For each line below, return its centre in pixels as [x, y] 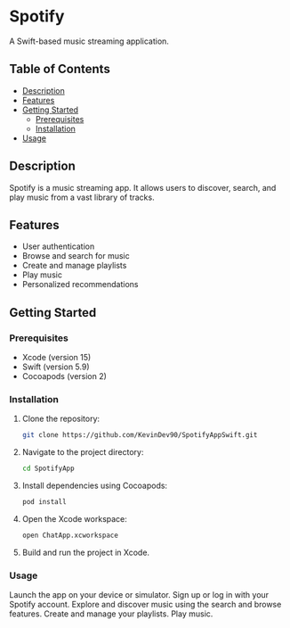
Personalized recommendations [81, 285]
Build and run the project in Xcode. [85, 552]
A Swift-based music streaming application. [89, 41]
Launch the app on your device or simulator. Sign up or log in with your [139, 595]
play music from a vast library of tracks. [82, 197]
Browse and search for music [76, 256]
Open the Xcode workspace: [74, 518]
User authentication [58, 246]
